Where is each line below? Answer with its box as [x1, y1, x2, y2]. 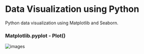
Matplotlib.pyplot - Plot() [5, 32, 66, 39]
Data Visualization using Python [5, 3, 140, 15]
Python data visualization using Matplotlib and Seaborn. [5, 20, 118, 26]
